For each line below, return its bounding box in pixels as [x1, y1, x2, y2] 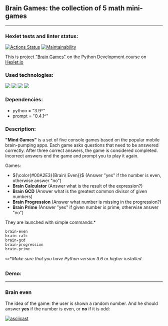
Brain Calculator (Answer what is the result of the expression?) [12, 183, 143, 189]
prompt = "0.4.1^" [12, 113, 48, 119]
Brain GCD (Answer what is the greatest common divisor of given [12, 188, 147, 194]
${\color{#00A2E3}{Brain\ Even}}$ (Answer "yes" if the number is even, [12, 173, 161, 178]
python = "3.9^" [12, 107, 45, 113]
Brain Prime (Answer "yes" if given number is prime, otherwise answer [12, 204, 159, 210]
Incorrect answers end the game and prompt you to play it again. [5, 153, 139, 158]
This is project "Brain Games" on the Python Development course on [5, 54, 146, 60]
